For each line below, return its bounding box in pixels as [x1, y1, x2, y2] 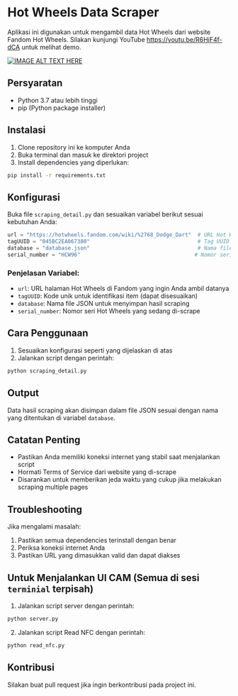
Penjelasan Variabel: [7, 267, 80, 277]
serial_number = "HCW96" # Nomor [7, 251, 217, 258]
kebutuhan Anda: [7, 218, 57, 226]
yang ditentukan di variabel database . [7, 413, 115, 422]
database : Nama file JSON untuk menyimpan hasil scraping [17, 299, 190, 308]
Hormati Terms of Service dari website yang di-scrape [17, 468, 177, 476]
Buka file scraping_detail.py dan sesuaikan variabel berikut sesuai [7, 210, 203, 219]
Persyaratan [7, 77, 63, 89]
